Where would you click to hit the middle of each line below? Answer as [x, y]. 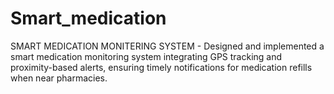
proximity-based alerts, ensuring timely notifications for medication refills [161, 67]
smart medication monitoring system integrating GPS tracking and [146, 56]
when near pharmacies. [59, 78]
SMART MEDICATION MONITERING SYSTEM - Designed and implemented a [167, 46]
